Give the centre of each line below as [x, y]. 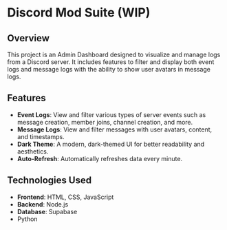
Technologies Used [49, 180]
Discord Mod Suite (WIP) [79, 13]
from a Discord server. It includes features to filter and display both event [111, 62]
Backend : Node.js [43, 204]
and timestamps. [41, 136]
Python [27, 219]
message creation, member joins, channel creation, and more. [105, 122]
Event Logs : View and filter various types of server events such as [111, 114]
